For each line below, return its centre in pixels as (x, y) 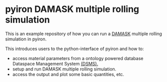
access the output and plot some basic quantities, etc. (68, 74)
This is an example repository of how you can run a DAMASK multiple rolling (84, 33)
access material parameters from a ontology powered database (78, 58)
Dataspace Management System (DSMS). (55, 63)
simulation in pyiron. (26, 39)
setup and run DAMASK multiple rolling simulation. (64, 69)
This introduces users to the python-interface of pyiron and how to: (74, 48)
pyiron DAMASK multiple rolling (72, 9)
